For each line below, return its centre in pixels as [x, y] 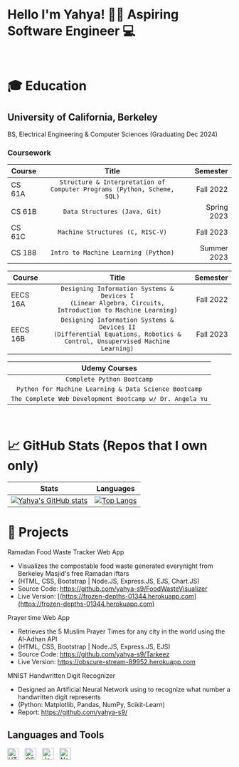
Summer [214, 248]
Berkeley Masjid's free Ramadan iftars [73, 574]
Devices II [118, 327]
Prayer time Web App [38, 618]
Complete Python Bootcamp [109, 380]
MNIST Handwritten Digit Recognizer [62, 676]
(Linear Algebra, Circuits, [117, 303]
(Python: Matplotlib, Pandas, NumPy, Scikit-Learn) [91, 705]
